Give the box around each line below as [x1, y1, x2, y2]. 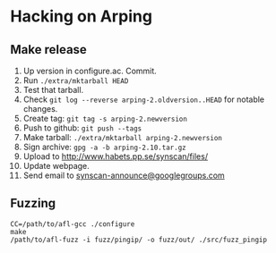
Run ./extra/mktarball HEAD [22, 75, 129, 86]
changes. [22, 104, 58, 114]
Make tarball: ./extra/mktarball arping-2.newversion [22, 132, 222, 142]
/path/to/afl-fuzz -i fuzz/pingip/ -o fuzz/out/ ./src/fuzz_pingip [10, 235, 268, 244]
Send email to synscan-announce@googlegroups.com [22, 170, 225, 181]
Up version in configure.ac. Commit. [22, 65, 158, 76]
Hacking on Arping [10, 6, 153, 27]
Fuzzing [10, 196, 56, 211]
